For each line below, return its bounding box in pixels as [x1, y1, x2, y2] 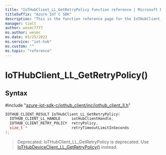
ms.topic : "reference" [5, 48, 52, 53]
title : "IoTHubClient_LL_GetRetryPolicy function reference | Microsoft [5, 7, 158, 12]
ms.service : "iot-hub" [5, 39, 52, 44]
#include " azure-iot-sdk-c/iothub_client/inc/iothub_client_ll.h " [5, 102, 131, 108]
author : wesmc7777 [5, 26, 43, 31]
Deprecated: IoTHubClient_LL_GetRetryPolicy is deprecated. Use [17, 139, 149, 145]
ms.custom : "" [5, 44, 35, 49]
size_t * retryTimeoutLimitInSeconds [9, 125, 129, 130]
